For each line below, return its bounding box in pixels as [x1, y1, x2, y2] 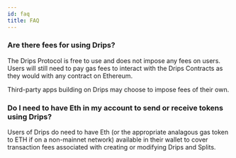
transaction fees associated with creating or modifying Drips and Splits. [7, 143, 216, 152]
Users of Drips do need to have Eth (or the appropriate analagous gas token [7, 128, 229, 137]
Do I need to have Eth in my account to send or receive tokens [7, 103, 223, 113]
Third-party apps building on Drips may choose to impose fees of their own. [7, 85, 230, 94]
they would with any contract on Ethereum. [7, 72, 133, 80]
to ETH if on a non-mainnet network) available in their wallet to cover [7, 135, 208, 144]
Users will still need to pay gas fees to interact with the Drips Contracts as [7, 64, 223, 72]
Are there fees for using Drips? [7, 40, 116, 50]
